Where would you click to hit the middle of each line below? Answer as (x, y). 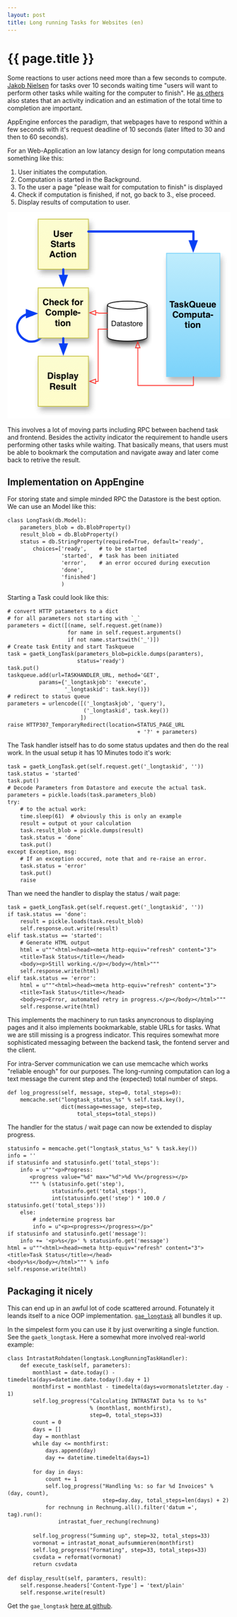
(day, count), (28, 1493)
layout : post (27, 15)
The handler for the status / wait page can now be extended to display (110, 1127)
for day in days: (58, 1472)
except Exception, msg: (42, 852)
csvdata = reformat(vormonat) (77, 1557)
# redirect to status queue (49, 697)
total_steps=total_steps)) (117, 1114)
